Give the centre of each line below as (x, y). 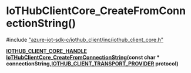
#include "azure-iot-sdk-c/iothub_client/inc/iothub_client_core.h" (85, 39)
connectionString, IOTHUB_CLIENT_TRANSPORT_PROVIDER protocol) (92, 64)
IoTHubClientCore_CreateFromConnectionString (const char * (83, 57)
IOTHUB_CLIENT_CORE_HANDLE (46, 51)
